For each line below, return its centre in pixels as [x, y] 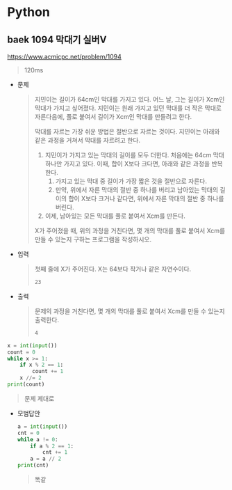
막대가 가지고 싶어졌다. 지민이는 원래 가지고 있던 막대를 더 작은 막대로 [128, 108]
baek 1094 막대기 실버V [57, 39]
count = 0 [22, 352]
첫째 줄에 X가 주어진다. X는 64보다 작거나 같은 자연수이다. [113, 269]
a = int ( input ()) [42, 426]
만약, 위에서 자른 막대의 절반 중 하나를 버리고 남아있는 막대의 [137, 190]
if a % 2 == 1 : [52, 446]
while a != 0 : [38, 439]
